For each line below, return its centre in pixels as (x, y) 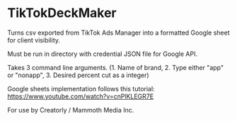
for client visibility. (34, 40)
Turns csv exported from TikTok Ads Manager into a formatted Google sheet (118, 33)
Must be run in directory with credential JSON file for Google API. (103, 54)
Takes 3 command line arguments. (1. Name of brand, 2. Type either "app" (116, 67)
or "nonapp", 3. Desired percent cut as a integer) (79, 75)
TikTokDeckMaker (62, 13)
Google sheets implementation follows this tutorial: (81, 88)
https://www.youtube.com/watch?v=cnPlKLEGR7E (81, 96)
